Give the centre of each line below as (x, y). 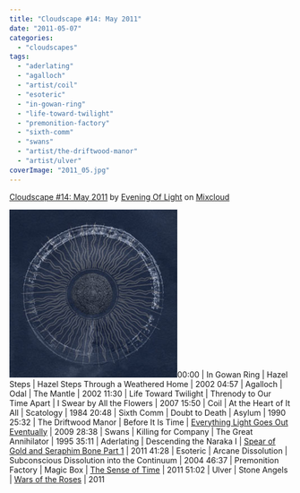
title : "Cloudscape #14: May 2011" (76, 19)
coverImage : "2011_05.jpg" (60, 170)
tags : (19, 57)
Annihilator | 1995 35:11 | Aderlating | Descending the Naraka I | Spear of (142, 441)
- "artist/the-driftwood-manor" (78, 151)
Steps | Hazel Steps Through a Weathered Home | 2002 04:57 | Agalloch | (146, 384)
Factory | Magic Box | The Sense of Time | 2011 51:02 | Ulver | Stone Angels (149, 470)
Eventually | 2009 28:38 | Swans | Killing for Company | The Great (131, 431)
